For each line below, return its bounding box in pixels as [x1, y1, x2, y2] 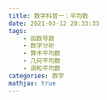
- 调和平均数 [23, 65, 61, 73]
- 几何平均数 [23, 57, 61, 65]
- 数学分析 [23, 42, 55, 50]
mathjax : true [8, 79, 57, 87]
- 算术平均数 [23, 49, 61, 57]
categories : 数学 [8, 72, 65, 80]
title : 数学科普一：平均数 [8, 11, 89, 20]
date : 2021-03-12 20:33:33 [8, 19, 100, 27]
